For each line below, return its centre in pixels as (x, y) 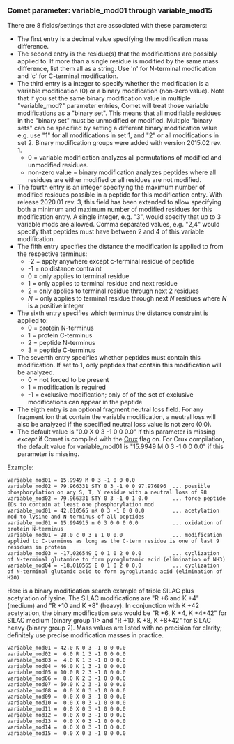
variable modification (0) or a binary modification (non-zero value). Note (121, 91)
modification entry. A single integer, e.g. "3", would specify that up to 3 (119, 217)
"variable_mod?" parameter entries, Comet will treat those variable (113, 106)
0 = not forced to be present (68, 380)
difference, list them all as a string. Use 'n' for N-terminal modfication (117, 69)
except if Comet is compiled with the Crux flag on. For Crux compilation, (121, 439)
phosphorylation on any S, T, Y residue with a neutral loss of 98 (107, 493)
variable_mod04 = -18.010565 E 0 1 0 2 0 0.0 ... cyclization (113, 566)
